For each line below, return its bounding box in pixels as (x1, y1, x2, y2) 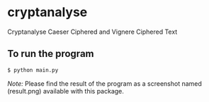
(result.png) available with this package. (7, 87, 124, 95)
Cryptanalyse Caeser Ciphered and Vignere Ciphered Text (7, 27, 178, 36)
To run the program (7, 48, 94, 60)
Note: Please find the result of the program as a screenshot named (7, 79, 202, 88)
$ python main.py (7, 66, 59, 74)
